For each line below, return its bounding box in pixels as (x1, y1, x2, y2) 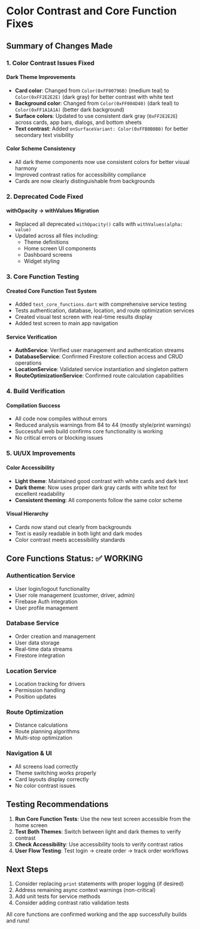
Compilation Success (6, 402, 61, 409)
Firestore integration (14, 651, 65, 659)
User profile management (14, 604, 78, 611)
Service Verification (6, 333, 57, 341)
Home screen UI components (23, 245, 96, 252)
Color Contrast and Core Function (6, 4, 177, 18)
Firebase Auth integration (14, 597, 78, 605)
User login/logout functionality (14, 585, 90, 592)
